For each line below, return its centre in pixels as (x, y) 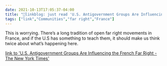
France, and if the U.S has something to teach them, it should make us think (83, 38)
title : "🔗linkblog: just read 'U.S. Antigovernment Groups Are (72, 14)
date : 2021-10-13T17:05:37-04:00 (40, 10)
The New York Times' (27, 59)
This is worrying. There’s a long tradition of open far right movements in (79, 33)
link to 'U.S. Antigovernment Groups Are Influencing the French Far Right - (81, 53)
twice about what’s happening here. (42, 44)
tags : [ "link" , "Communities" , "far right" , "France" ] (60, 19)
